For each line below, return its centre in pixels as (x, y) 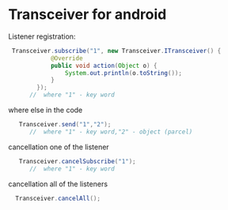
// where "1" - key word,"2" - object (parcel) (111, 132)
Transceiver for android (87, 15)
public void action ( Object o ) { (104, 66)
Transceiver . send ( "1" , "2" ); (65, 125)
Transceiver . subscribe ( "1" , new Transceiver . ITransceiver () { (116, 51)
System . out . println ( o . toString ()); (123, 73)
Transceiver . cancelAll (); (58, 198)
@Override (66, 58)
